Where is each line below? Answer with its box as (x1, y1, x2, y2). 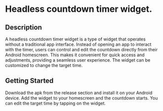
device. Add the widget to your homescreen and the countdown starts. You (5, 95, 158, 101)
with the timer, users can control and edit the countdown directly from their (5, 47, 158, 52)
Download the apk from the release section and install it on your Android (5, 90, 153, 96)
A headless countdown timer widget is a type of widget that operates (5, 36, 146, 42)
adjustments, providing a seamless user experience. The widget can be (5, 57, 151, 63)
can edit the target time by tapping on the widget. (5, 100, 106, 106)
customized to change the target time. (5, 63, 83, 68)
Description (5, 23, 42, 32)
